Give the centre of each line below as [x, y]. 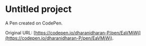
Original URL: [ [20, 32]
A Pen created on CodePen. [34, 23]
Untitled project [38, 9]
